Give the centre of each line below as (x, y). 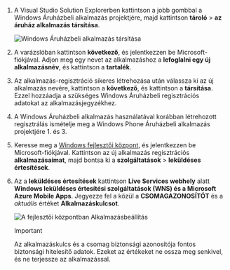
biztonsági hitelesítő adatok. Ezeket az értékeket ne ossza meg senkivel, (118, 251)
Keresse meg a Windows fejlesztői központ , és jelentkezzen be (105, 145)
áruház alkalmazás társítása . (57, 25)
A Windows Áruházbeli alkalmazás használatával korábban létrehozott (115, 116)
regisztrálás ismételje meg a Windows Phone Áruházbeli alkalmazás (112, 124)
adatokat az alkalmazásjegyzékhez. (65, 103)
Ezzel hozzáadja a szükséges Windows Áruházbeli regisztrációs (107, 95)
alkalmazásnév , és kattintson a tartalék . (73, 67)
